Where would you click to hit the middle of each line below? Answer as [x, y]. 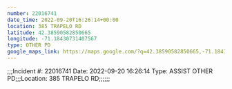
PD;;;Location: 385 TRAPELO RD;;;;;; [59, 78]
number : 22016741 [32, 13]
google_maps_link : [33, 52]
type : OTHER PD [29, 45]
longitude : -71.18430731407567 [52, 39]
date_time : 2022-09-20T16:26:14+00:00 [63, 20]
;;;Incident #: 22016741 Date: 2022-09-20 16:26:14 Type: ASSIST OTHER [110, 71]
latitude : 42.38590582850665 [49, 33]
